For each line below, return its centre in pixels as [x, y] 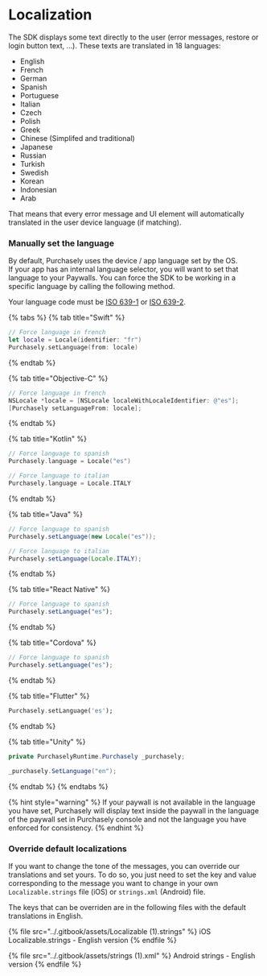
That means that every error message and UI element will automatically [126, 213]
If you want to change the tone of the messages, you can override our [124, 866]
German [33, 78]
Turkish [33, 163]
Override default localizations [68, 849]
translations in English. [45, 916]
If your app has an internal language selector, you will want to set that [123, 269]
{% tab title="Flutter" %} [49, 696]
